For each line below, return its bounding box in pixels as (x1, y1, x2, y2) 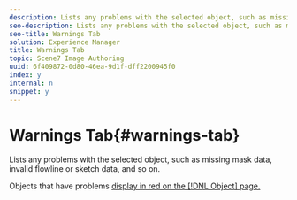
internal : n (9, 79, 53, 88)
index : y (9, 71, 42, 80)
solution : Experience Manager (9, 37, 121, 47)
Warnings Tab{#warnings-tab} (9, 125, 240, 145)
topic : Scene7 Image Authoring (9, 54, 125, 63)
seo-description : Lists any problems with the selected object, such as (9, 21, 283, 30)
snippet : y (9, 87, 49, 96)
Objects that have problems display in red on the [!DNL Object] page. (9, 181, 261, 191)
